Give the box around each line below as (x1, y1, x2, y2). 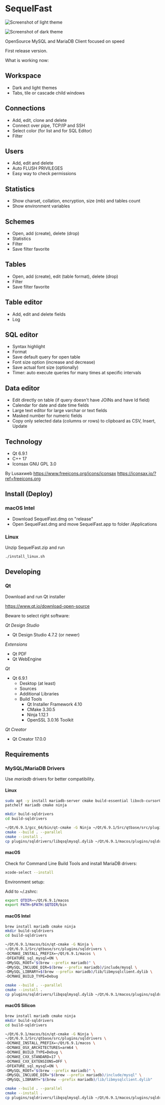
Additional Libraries (19, 690, 59, 696)
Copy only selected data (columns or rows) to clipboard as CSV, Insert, (12, 418, 156, 424)
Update (12, 423, 27, 429)
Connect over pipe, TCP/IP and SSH (12, 122, 85, 128)
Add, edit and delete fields (12, 311, 66, 317)
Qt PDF (12, 651, 27, 657)
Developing (5, 567, 41, 576)
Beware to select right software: (5, 613, 70, 619)
